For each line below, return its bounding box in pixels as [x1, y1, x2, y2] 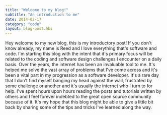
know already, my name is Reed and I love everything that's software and [5, 45, 157, 51]
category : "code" [5, 21, 42, 27]
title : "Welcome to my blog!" [5, 7, 69, 13]
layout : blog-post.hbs [5, 26, 53, 31]
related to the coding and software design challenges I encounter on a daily [5, 56, 162, 62]
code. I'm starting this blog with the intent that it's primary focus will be [5, 51, 153, 57]
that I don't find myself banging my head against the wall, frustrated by [5, 78, 152, 84]
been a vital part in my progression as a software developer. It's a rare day [5, 72, 159, 78]
